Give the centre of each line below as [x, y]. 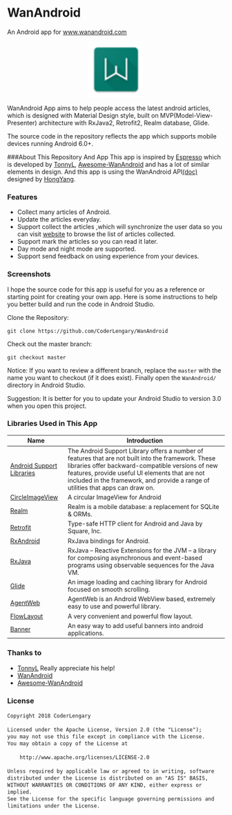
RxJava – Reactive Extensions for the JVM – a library [142, 550]
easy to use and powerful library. [114, 607]
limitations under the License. [54, 806]
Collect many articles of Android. [64, 212]
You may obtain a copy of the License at [68, 743]
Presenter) [22, 123]
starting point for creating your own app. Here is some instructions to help [112, 296]
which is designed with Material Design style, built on [83, 115]
